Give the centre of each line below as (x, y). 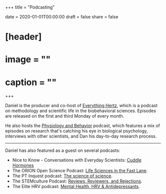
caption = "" (31, 82)
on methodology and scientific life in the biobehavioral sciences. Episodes (81, 111)
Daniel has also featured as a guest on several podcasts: (62, 150)
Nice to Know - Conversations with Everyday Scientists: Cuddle (77, 160)
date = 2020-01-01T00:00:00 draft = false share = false (62, 17)
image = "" (28, 60)
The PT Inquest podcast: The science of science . (62, 176)
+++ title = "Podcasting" (30, 7)
